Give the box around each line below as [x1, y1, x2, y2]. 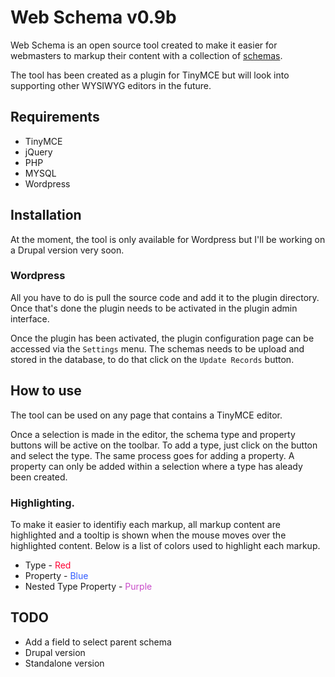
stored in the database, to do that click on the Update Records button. [10, 353, 295, 365]
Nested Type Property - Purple [24, 580, 153, 592]
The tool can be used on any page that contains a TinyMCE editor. [10, 409, 283, 421]
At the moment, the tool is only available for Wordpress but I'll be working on [10, 233, 326, 245]
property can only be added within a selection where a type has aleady [10, 460, 303, 472]
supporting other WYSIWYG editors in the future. [10, 79, 212, 91]
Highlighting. [10, 496, 75, 510]
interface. [10, 312, 50, 325]
